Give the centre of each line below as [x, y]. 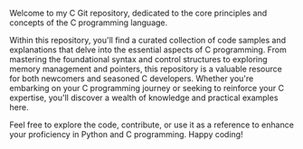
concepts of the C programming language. [89, 23]
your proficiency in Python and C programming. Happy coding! [126, 134]
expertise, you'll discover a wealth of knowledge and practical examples [144, 98]
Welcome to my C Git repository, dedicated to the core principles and [138, 13]
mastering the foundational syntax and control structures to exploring [139, 59]
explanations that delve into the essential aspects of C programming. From [148, 50]
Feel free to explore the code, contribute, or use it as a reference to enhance [151, 125]
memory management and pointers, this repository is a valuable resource [146, 69]
